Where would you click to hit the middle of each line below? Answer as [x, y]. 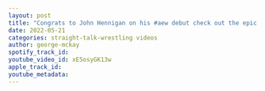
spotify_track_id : [38, 52]
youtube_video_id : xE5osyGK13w [60, 60]
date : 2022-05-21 [37, 30]
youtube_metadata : [38, 74]
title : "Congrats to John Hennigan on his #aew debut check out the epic [133, 23]
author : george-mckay [44, 45]
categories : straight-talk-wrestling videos [83, 38]
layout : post [30, 15]
